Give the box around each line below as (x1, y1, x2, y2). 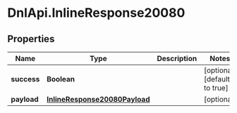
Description (157, 54, 197, 63)
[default (203, 74, 231, 84)
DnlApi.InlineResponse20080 (7, 5, 186, 21)
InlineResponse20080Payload (47, 95, 150, 104)
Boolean (47, 74, 75, 84)
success (11, 74, 40, 84)
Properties (7, 33, 55, 45)
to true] (203, 83, 229, 93)
